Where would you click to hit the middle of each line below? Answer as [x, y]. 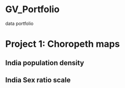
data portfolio [19, 23]
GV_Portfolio [32, 9]
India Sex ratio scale [38, 80]
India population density [45, 63]
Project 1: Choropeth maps [62, 44]
